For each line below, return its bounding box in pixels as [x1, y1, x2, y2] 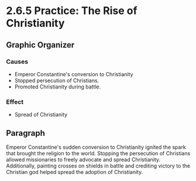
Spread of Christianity [14, 111, 68, 118]
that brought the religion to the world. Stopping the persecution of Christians [6, 149, 191, 156]
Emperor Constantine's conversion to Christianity [14, 70, 133, 77]
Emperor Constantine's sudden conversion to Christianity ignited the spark [6, 144, 186, 151]
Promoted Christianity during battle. [14, 83, 101, 90]
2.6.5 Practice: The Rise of [6, 4, 137, 18]
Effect [6, 98, 24, 106]
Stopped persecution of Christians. [14, 77, 99, 84]
